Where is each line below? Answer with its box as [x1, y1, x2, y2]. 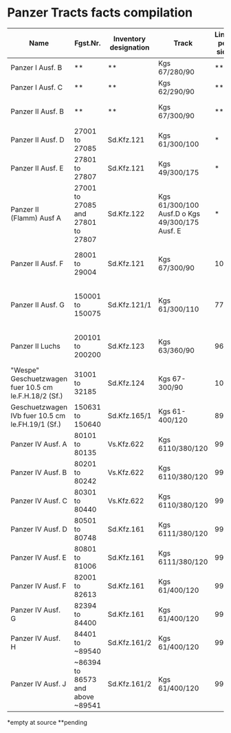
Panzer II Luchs [10, 341, 60, 351]
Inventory [113, 34, 146, 43]
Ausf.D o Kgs [157, 208, 201, 218]
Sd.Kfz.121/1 [107, 300, 152, 309]
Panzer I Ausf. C [10, 83, 63, 92]
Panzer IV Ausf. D [10, 524, 67, 534]
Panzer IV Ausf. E [10, 552, 67, 562]
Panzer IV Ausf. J [10, 679, 67, 688]
